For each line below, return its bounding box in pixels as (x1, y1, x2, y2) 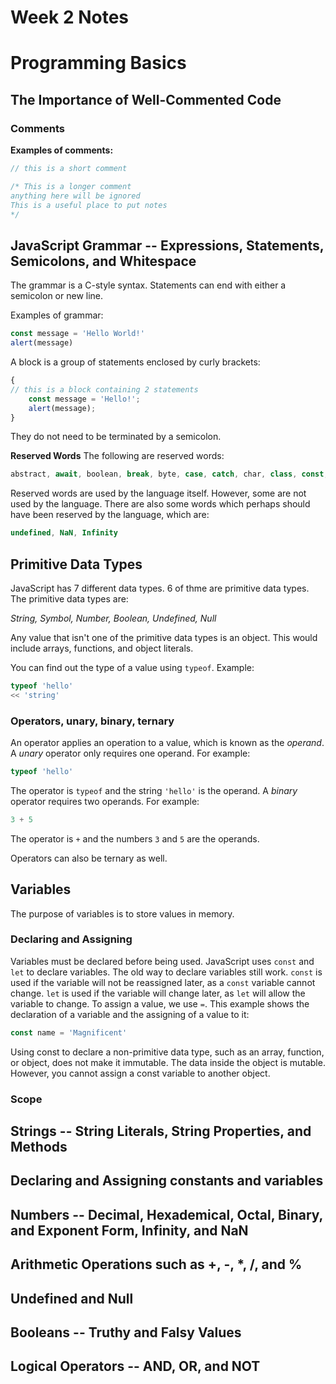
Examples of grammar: (10, 309, 104, 321)
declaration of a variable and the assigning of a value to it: (10, 1008, 250, 1020)
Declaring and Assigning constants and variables (10, 1172, 324, 1190)
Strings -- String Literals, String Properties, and (10, 1123, 312, 1140)
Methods (10, 1139, 68, 1156)
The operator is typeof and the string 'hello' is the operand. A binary (10, 784, 298, 796)
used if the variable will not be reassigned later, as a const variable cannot (10, 976, 316, 988)
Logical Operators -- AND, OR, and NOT (10, 1358, 261, 1375)
